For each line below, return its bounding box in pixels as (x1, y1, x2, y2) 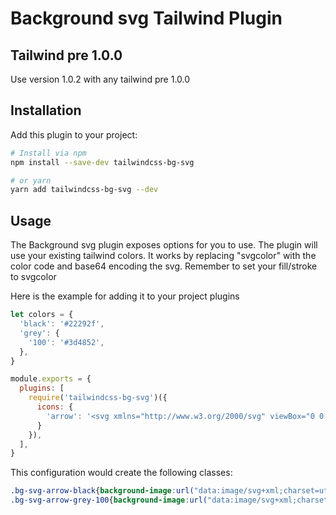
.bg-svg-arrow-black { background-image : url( (10, 486, 195, 496)
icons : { (36, 402, 74, 412)
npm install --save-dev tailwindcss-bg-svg (10, 157, 195, 167)
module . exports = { (10, 374, 92, 384)
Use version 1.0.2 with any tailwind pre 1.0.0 (10, 73, 191, 85)
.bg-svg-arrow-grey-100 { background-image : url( (10, 495, 208, 506)
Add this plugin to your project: (10, 128, 138, 141)
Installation (10, 102, 82, 119)
